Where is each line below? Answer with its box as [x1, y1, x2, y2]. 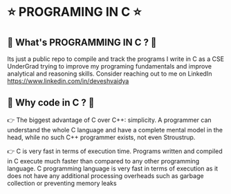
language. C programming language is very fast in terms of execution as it [7, 164, 219, 173]
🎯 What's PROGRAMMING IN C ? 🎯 [7, 36, 157, 48]
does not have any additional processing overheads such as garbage [7, 171, 204, 179]
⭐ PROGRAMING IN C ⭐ [7, 4, 142, 20]
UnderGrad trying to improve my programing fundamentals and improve [7, 62, 212, 70]
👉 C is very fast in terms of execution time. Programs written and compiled [7, 147, 223, 155]
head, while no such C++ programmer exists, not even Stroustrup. [7, 133, 196, 141]
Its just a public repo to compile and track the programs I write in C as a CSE [7, 55, 225, 63]
